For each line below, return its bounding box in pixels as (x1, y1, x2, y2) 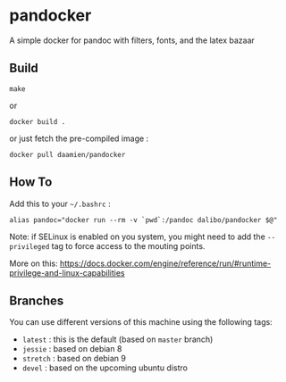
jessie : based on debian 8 (21, 344, 122, 354)
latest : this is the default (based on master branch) (21, 334, 214, 345)
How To (9, 175, 53, 190)
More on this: (9, 258, 58, 269)
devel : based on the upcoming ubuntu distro (21, 362, 188, 373)
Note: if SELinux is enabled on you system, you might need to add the (9, 231, 265, 242)
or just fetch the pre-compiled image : (9, 133, 149, 144)
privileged (9, 242, 50, 251)
